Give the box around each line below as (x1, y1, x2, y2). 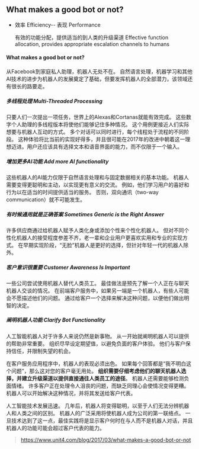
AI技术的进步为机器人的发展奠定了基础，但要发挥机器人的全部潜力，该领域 (6, 75, 188, 82)
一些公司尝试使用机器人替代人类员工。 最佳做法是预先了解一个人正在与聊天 (6, 280, 190, 287)
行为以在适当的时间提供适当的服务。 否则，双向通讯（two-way (6, 188, 159, 195)
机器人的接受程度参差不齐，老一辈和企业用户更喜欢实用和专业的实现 (16, 234, 182, 241)
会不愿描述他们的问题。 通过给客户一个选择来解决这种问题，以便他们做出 (6, 294, 184, 302)
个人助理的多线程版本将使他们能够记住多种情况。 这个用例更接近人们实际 (11, 121, 190, 128)
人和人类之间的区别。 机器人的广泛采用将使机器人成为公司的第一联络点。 (6, 409, 184, 416)
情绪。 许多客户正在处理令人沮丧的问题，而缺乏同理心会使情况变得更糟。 (11, 382, 190, 389)
